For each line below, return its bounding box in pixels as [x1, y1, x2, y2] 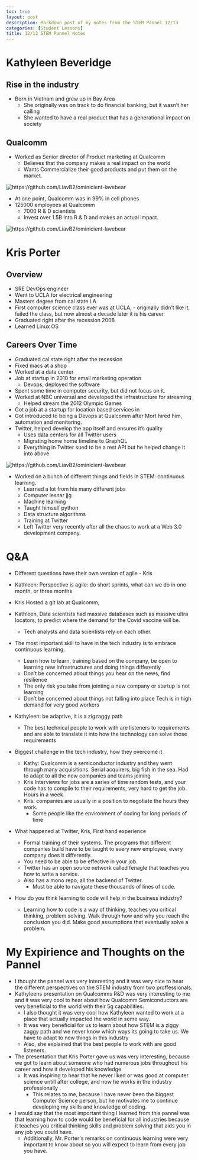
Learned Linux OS [14, 323, 59, 330]
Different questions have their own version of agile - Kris [14, 569, 152, 576]
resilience [23, 676, 47, 683]
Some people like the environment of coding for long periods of [32, 809, 187, 816]
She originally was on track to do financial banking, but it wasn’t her [23, 102, 189, 109]
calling [23, 108, 40, 115]
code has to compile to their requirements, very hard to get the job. [23, 785, 187, 792]
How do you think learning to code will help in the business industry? [14, 894, 183, 902]
